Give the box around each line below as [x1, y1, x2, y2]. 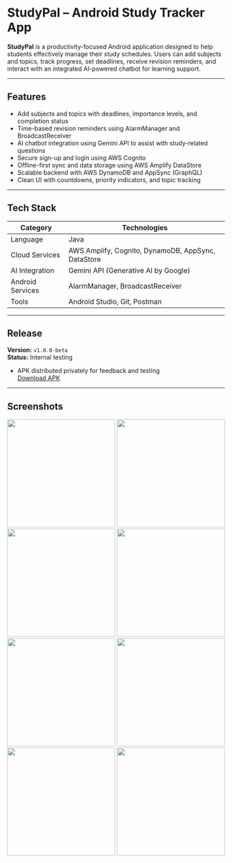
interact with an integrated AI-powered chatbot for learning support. [7, 64, 201, 73]
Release [7, 327, 43, 339]
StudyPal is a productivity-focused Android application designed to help [7, 42, 213, 51]
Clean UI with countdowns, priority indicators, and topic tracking [17, 175, 202, 184]
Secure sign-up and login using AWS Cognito [17, 154, 146, 162]
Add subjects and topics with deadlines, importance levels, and [17, 109, 197, 118]
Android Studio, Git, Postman [68, 296, 162, 306]
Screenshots [7, 400, 64, 412]
